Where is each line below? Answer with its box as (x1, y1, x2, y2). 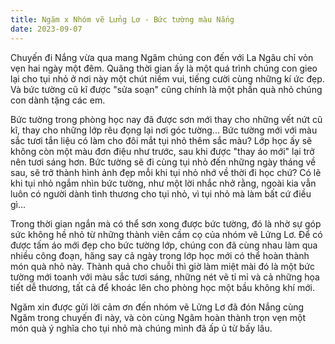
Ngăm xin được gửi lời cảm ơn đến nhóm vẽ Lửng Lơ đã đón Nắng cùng (10, 301, 305, 313)
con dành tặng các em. (10, 94, 106, 106)
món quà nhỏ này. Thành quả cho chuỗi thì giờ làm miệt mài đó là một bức (10, 260, 315, 272)
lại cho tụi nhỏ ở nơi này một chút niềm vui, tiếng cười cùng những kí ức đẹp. (10, 72, 325, 85)
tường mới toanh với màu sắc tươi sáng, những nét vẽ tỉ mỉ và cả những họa (10, 271, 320, 283)
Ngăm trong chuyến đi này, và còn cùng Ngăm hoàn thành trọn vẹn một (10, 311, 307, 323)
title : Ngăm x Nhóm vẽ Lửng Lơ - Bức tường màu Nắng (10, 14, 235, 25)
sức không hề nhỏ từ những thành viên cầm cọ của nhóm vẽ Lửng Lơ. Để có (10, 228, 323, 240)
